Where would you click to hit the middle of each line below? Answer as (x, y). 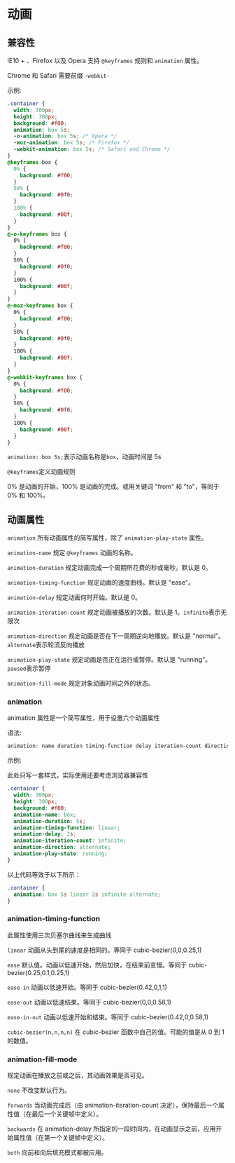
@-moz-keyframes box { (40, 306)
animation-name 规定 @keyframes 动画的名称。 (72, 553)
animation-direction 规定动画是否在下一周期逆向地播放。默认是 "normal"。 (116, 636)
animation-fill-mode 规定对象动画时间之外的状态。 (81, 683)
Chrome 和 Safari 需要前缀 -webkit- (58, 75)
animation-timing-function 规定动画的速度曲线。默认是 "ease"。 (101, 583)
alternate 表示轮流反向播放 (46, 645)
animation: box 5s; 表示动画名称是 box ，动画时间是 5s (84, 457)
